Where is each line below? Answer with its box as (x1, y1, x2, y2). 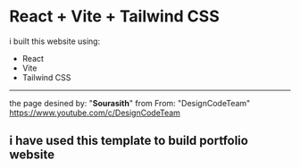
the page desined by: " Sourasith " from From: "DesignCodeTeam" (9, 97, 251, 108)
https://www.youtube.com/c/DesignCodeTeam (9, 107, 181, 118)
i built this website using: (9, 36, 101, 46)
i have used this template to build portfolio (9, 133, 248, 148)
